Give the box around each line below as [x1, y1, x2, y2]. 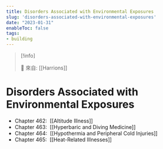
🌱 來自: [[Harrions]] [20, 64, 68, 71]
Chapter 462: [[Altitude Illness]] [14, 117, 93, 124]
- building [6, 36, 33, 42]
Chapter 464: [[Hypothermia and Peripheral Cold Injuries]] [14, 130, 158, 137]
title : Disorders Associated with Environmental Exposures [6, 8, 154, 15]
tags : [6, 31, 19, 37]
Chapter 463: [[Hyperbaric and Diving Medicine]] [14, 123, 136, 130]
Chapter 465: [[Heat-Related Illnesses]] [14, 136, 112, 143]
